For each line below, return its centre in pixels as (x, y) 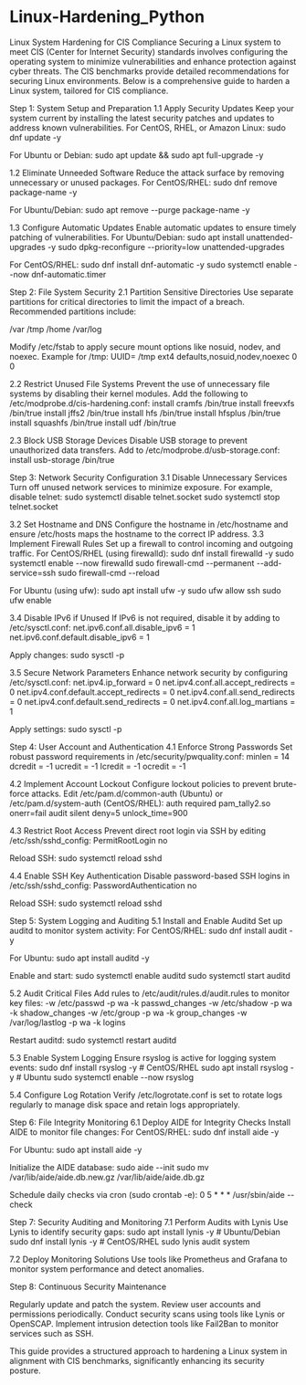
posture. (25, 1370)
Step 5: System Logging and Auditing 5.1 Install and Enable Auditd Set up (146, 920)
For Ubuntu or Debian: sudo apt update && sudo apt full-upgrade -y (137, 155)
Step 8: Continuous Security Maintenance (88, 1286)
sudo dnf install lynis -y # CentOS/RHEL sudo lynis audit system (130, 1241)
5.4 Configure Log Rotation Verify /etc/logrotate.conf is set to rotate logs (146, 1095)
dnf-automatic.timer (69, 274)
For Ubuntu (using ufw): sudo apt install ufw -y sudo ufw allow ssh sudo (145, 590)
